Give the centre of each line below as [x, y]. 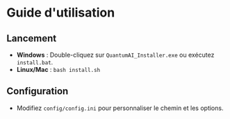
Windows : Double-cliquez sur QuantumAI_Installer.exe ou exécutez [115, 55]
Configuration [38, 91]
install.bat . [35, 62]
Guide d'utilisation [61, 13]
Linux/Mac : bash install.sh [58, 70]
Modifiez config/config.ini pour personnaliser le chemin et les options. [120, 108]
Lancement [32, 38]
